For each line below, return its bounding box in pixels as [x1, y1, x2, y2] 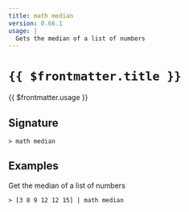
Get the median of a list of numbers [8, 181, 126, 190]
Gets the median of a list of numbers [15, 34, 146, 43]
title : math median [8, 11, 74, 20]
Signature [8, 116, 59, 130]
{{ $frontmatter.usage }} [8, 93, 88, 102]
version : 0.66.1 [8, 19, 63, 27]
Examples [8, 159, 59, 173]
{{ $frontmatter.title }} [8, 69, 182, 85]
